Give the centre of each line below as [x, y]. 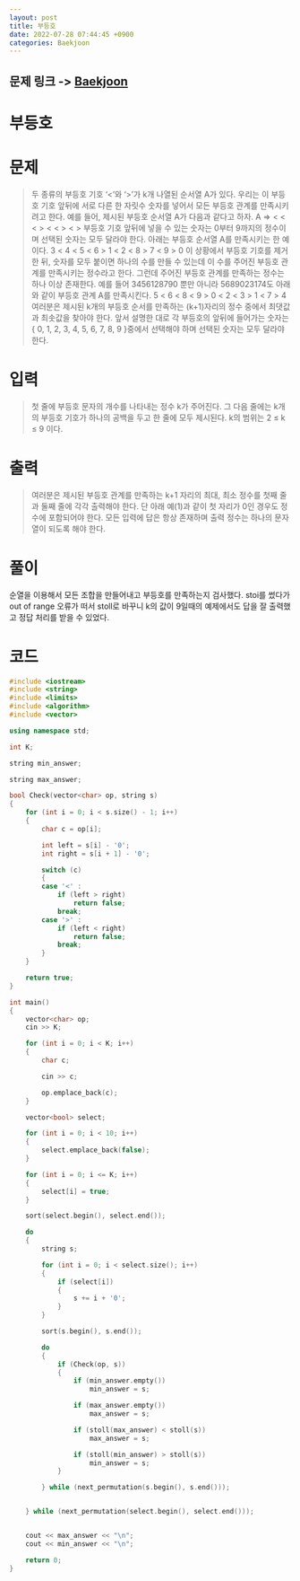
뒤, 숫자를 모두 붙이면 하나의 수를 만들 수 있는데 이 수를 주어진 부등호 [160, 261]
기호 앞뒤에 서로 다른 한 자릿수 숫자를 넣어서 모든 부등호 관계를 [149, 205]
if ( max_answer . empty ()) [120, 1406]
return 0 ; [44, 1560]
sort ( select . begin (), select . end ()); [96, 1216]
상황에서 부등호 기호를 [233, 250]
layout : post [34, 18]
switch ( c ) [62, 870]
